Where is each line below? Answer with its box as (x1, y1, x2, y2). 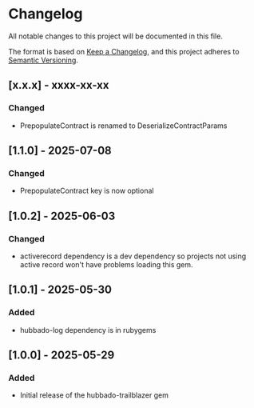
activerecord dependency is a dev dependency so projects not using (19, 251, 247, 261)
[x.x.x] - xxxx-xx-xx (8, 78, 109, 92)
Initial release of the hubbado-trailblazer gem (19, 390, 169, 400)
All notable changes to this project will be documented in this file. (8, 31, 224, 41)
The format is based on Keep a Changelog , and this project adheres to (8, 46, 240, 56)
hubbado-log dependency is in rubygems (19, 325, 157, 334)
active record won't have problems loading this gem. (19, 260, 193, 269)
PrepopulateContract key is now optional (19, 186, 154, 196)
